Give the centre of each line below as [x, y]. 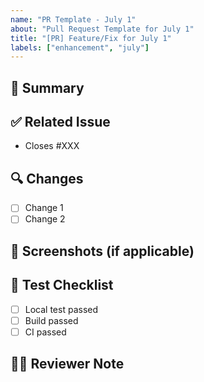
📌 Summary [47, 87]
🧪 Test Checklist [62, 285]
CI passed [45, 332]
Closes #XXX [52, 146]
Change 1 [44, 208]
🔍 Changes [47, 178]
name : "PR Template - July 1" [73, 19]
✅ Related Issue [60, 122]
